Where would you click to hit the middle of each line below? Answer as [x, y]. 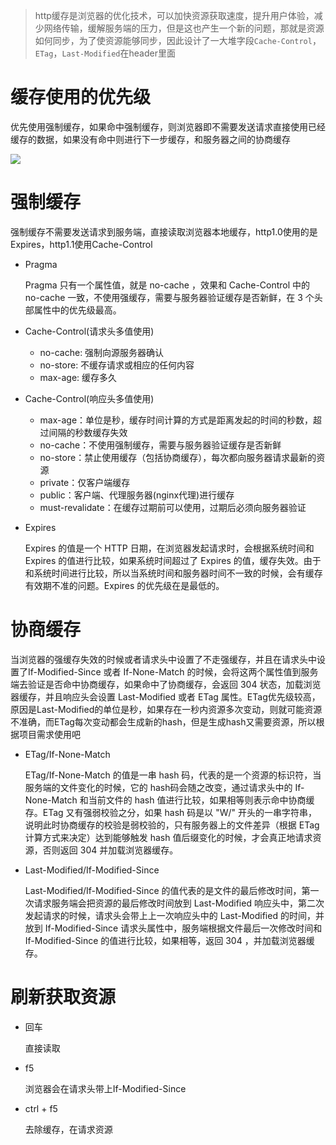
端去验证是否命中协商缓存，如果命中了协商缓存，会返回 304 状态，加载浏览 [166, 684]
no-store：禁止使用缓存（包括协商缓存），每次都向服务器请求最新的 [178, 457]
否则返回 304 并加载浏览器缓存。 [110, 850]
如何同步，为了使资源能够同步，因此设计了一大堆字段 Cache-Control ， [178, 40]
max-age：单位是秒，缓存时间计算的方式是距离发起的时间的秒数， [176, 420]
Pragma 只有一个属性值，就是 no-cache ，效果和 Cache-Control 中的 [167, 285]
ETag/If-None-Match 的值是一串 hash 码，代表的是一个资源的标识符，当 [173, 775]
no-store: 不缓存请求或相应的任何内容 [117, 365]
